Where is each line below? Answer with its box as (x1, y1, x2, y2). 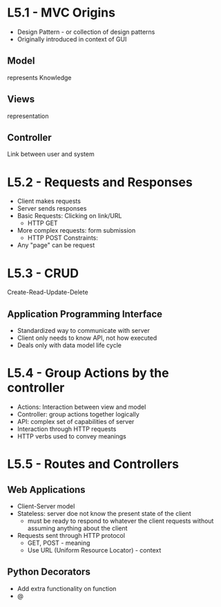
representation (7, 112, 49, 120)
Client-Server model (17, 502, 75, 510)
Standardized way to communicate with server (17, 327, 150, 335)
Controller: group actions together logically (17, 410, 140, 418)
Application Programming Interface (7, 308, 163, 320)
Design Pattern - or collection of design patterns (17, 28, 155, 36)
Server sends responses (17, 204, 87, 213)
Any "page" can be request (17, 241, 95, 249)
